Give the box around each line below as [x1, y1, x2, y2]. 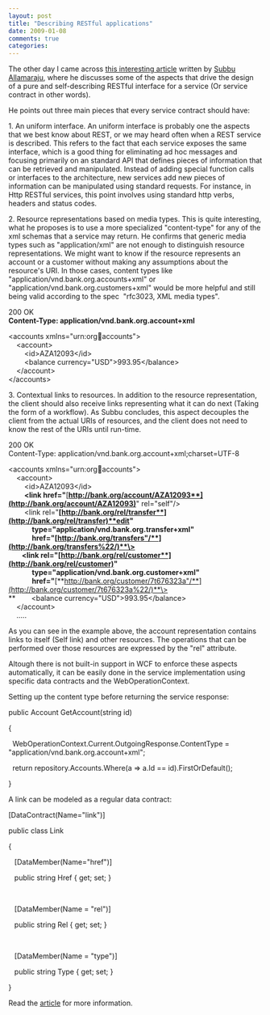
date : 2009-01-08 [8, 27, 67, 35]
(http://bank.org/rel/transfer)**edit [8, 516, 131, 526]
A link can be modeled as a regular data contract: [8, 794, 172, 805]
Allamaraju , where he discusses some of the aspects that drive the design [8, 73, 254, 82]
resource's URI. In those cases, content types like [8, 266, 173, 276]
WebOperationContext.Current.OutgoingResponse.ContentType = [11, 739, 230, 749]
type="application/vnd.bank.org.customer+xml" [31, 568, 200, 577]
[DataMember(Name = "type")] [14, 951, 118, 961]
